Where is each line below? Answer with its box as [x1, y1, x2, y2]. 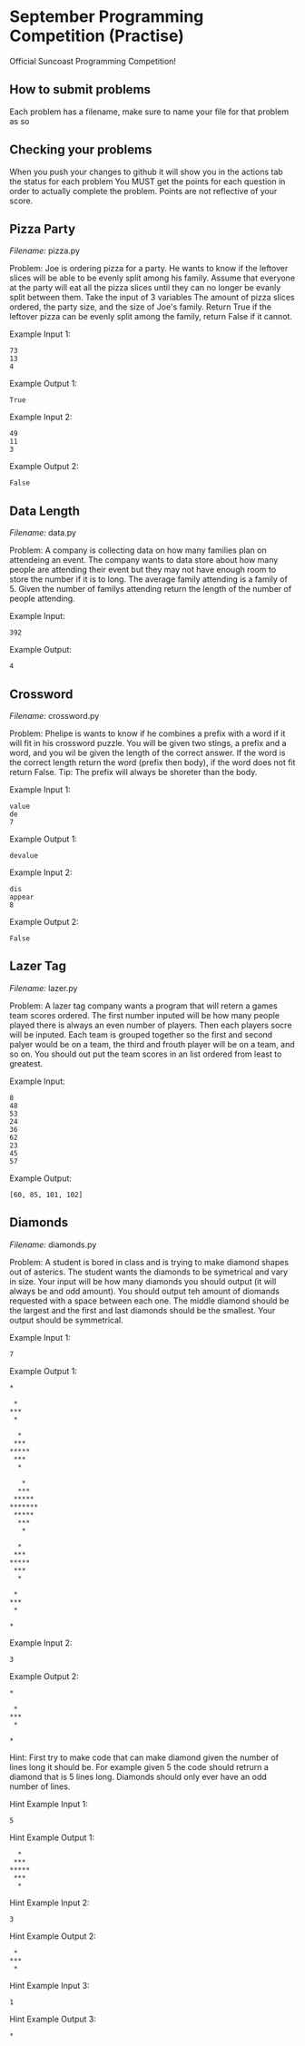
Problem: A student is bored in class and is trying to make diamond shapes [9, 1256, 289, 1267]
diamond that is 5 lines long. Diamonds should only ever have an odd [9, 1771, 268, 1782]
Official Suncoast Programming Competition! [9, 55, 177, 66]
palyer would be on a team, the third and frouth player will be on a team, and [9, 1038, 295, 1049]
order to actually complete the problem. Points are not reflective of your [9, 185, 278, 196]
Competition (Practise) [9, 25, 184, 46]
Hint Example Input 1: [9, 1798, 88, 1809]
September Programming [9, 6, 204, 27]
